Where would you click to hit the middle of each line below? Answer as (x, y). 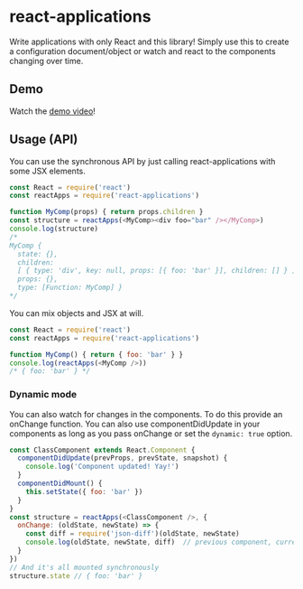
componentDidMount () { (60, 484)
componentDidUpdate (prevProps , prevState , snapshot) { (123, 458)
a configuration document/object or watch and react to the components (143, 51)
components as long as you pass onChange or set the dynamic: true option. (151, 433)
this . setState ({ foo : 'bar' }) (84, 491)
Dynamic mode (43, 395)
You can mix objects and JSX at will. (77, 313)
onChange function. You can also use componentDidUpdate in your (135, 424)
